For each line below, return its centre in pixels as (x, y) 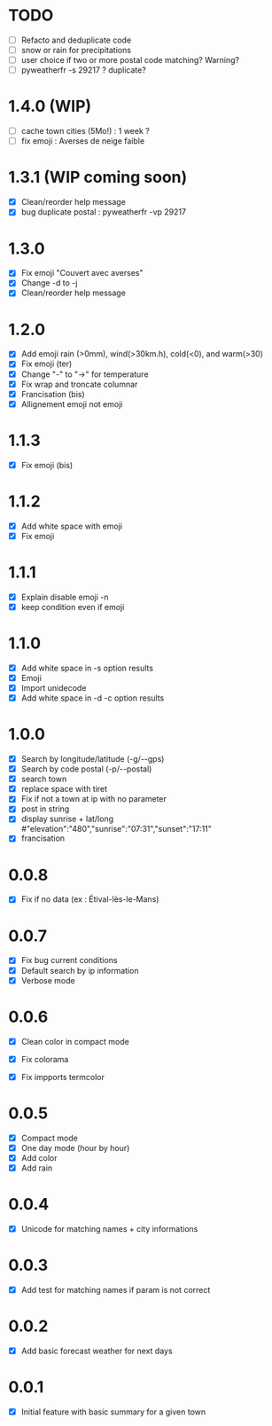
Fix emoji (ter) (47, 364)
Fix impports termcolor (63, 1077)
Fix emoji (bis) (47, 465)
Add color (39, 1157)
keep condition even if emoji (73, 607)
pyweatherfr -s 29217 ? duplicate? (84, 70)
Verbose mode (48, 980)
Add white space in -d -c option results (93, 698)
